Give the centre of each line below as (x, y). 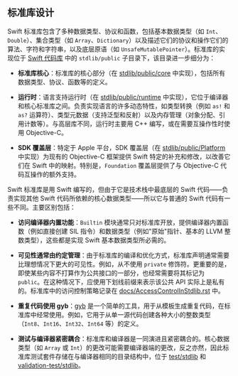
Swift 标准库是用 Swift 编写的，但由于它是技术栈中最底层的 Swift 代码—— (115, 189)
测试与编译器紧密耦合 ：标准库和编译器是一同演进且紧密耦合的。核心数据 (123, 338)
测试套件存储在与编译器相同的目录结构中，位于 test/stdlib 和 (118, 356)
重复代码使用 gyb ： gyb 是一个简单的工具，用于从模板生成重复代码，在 (121, 306)
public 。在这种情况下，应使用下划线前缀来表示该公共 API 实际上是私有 (121, 281)
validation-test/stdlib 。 (51, 365)
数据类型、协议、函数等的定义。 (64, 82)
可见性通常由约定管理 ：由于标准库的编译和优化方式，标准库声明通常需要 (123, 255)
